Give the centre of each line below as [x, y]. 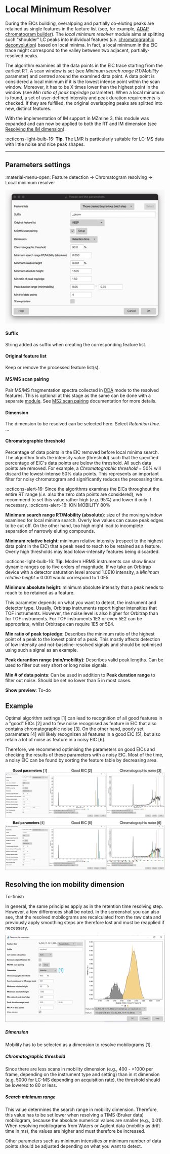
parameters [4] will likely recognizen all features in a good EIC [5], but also [83, 734]
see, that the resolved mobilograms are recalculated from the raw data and [83, 917]
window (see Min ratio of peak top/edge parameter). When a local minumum [85, 92]
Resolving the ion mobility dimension [65, 884]
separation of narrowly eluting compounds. [50, 531]
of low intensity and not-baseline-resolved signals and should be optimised [84, 645]
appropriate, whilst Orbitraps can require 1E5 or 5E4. [60, 624]
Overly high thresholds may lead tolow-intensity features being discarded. [83, 551]
